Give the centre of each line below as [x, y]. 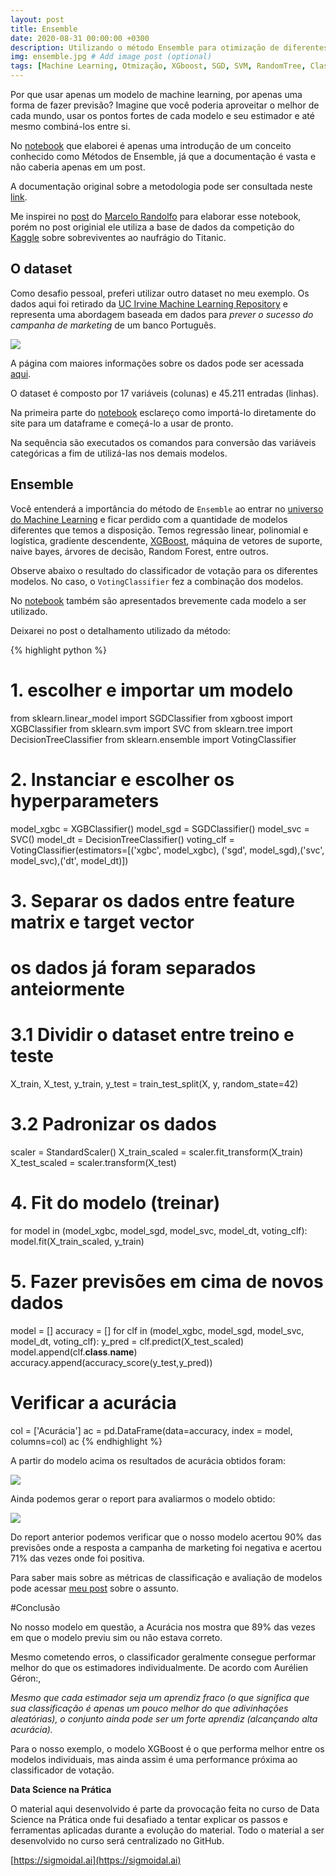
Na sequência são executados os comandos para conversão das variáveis [163, 442]
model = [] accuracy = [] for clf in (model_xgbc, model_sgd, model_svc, [157, 1330]
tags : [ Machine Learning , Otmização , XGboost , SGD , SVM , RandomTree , [158, 66]
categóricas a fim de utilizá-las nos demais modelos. [119, 453]
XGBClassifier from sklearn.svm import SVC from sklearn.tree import [151, 728]
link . [19, 197]
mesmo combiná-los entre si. [70, 126]
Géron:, [26, 1678]
